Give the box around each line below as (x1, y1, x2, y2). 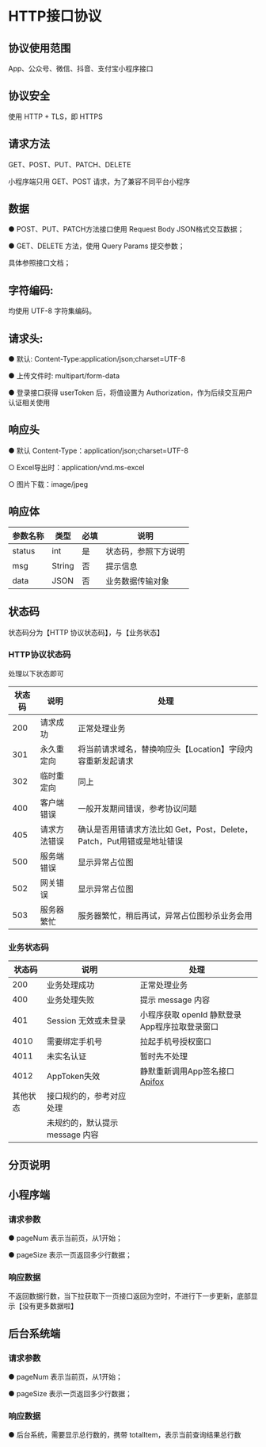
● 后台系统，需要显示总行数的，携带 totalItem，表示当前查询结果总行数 (8, 1430, 241, 1440)
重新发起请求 (85, 755, 134, 766)
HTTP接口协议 (8, 7, 102, 25)
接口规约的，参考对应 (46, 1091, 127, 1102)
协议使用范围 (8, 41, 71, 55)
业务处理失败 (46, 994, 95, 1005)
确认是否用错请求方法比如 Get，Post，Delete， (78, 824, 253, 835)
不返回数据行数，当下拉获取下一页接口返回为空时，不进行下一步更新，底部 (8, 1292, 251, 1301)
